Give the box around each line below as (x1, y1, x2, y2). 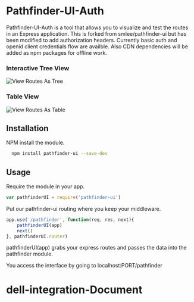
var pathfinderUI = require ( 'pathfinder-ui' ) (6, 195, 121, 201)
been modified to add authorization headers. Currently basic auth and (6, 36, 177, 43)
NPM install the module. (6, 139, 65, 147)
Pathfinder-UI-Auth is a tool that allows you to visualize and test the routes (6, 24, 189, 31)
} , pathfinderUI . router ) (6, 233, 68, 239)
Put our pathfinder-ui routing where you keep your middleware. (6, 205, 161, 212)
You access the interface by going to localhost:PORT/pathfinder (6, 262, 162, 269)
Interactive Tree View (6, 64, 70, 72)
